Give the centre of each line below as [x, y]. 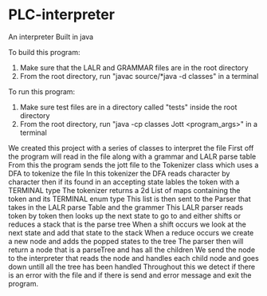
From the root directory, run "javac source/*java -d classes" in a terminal [139, 76]
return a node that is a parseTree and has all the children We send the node [132, 250]
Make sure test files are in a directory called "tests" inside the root [128, 107]
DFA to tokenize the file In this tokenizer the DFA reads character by [119, 173]
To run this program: [42, 91]
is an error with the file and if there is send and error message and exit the [130, 275]
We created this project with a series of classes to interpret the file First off [131, 148]
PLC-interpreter [62, 15]
